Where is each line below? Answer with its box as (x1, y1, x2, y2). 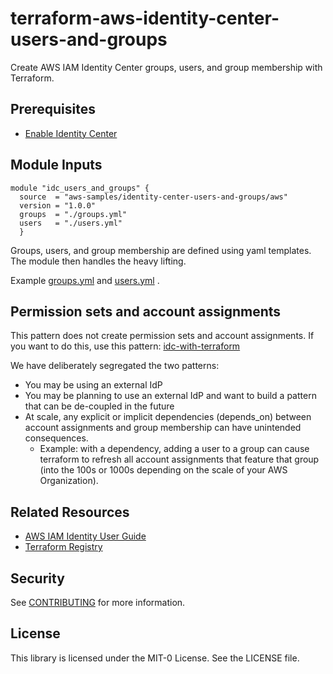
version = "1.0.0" (19, 200, 97, 211)
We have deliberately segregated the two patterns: (10, 360, 220, 372)
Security (10, 570, 65, 587)
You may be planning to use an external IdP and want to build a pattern (24, 390, 317, 402)
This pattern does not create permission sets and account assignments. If (10, 330, 315, 342)
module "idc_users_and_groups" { (10, 183, 150, 193)
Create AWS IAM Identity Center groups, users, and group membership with (10, 61, 323, 73)
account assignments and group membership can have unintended (24, 422, 302, 434)
